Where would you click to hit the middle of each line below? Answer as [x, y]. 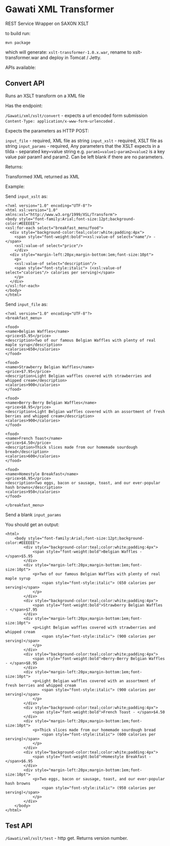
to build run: [18, 33]
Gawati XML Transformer [60, 9]
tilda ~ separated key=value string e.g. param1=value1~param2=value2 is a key [85, 151]
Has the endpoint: [24, 105]
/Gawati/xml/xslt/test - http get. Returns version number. [67, 838]
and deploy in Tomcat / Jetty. [71, 58]
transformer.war [22, 58]
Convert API [25, 83]
